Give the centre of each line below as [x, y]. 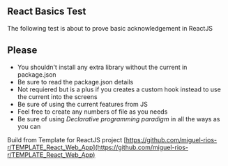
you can [29, 126]
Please [22, 51]
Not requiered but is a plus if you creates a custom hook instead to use [119, 89]
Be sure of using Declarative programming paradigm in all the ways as [119, 119]
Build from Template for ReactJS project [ [67, 139]
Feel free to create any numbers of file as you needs [92, 112]
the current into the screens [57, 96]
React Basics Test [47, 12]
